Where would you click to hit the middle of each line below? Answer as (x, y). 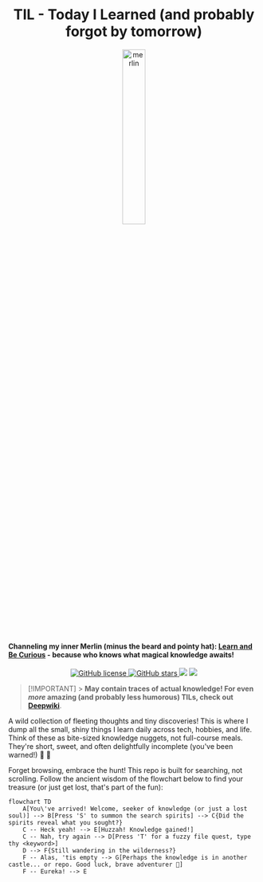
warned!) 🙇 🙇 (30, 755)
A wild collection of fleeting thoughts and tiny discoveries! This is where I (128, 721)
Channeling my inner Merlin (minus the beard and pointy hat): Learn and (130, 646)
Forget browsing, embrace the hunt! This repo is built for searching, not (126, 770)
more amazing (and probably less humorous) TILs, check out (130, 697)
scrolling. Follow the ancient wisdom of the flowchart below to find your (126, 779)
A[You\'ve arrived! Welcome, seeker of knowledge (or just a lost (135, 809)
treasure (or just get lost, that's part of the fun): (86, 787)
